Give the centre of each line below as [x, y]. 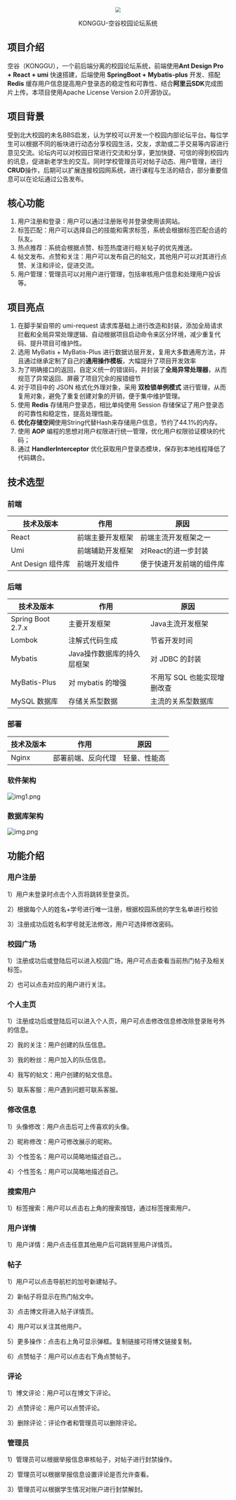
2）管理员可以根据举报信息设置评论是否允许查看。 [80, 1475]
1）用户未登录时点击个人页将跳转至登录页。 [70, 894]
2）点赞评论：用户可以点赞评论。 [55, 1408]
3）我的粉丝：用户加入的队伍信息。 [59, 1060]
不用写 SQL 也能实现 [184, 677]
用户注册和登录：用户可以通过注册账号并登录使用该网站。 [100, 221]
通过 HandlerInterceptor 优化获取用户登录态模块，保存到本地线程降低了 [122, 449]
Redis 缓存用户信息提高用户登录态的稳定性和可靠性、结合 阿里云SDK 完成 [112, 83]
